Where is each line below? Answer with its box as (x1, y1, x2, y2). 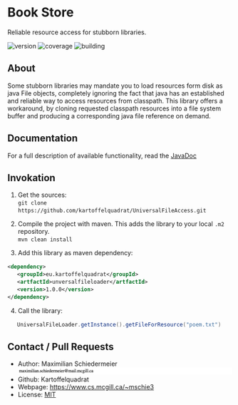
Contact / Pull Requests (7, 341, 114, 353)
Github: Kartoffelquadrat (17, 375, 89, 384)
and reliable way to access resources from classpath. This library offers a (7, 96, 223, 105)
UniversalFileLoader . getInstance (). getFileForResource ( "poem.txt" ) (16, 321, 222, 328)
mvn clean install (17, 236, 73, 243)
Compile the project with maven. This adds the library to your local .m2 (17, 220, 224, 228)
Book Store (7, 4, 74, 21)
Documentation (7, 133, 78, 145)
